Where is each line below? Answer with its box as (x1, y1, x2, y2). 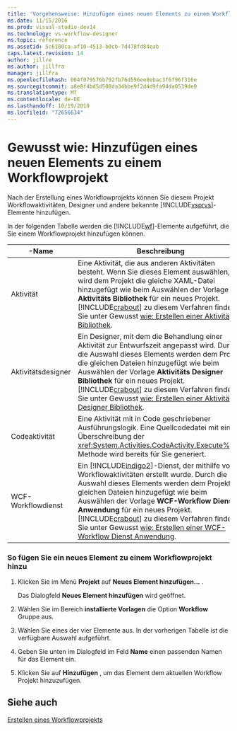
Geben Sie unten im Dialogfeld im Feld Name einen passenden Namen (17, 647, 222, 655)
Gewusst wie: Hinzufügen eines (7, 139, 198, 156)
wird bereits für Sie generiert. (109, 449, 207, 459)
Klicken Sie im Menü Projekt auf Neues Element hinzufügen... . (17, 577, 204, 586)
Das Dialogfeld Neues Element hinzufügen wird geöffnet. (17, 591, 186, 599)
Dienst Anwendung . (111, 531, 176, 541)
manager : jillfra (7, 69, 59, 76)
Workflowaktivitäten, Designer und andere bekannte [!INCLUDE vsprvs (7, 200, 212, 209)
